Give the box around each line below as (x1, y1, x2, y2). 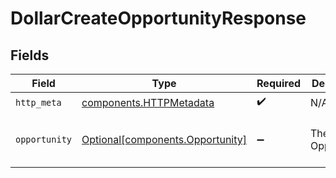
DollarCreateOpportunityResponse (10, 7, 307, 30)
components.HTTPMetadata (81, 95, 215, 109)
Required (256, 77, 301, 90)
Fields (10, 47, 50, 64)
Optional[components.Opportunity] (81, 133, 248, 146)
